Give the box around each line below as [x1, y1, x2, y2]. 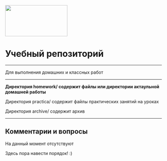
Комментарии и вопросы [5, 127, 88, 136]
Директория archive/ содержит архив [5, 108, 85, 114]
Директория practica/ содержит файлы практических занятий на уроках [5, 98, 159, 104]
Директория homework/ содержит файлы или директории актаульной [5, 83, 160, 89]
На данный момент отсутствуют [5, 141, 74, 147]
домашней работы [5, 89, 46, 95]
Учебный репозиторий [5, 48, 104, 59]
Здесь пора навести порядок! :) [5, 150, 73, 156]
